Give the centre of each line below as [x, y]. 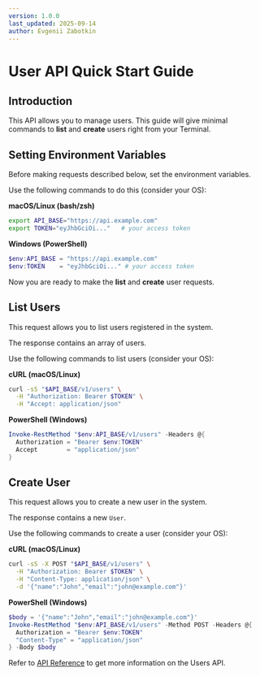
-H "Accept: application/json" [69, 404]
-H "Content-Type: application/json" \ [83, 579]
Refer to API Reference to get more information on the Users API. [117, 663]
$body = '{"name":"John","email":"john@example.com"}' [103, 617]
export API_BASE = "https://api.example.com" [83, 221]
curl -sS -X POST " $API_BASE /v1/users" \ [80, 564]
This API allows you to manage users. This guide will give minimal [118, 121]
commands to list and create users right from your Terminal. [110, 129]
